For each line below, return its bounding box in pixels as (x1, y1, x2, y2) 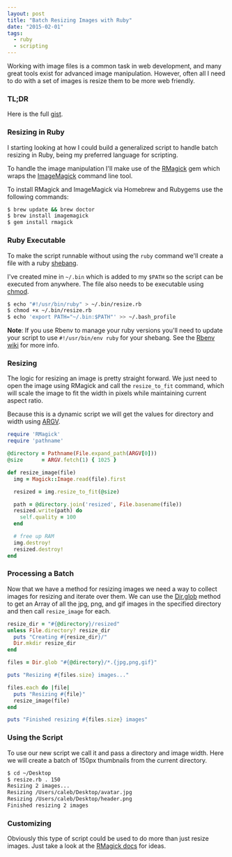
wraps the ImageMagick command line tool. (7, 172, 133, 180)
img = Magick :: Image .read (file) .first (13, 475, 127, 482)
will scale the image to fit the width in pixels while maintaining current (7, 389, 207, 398)
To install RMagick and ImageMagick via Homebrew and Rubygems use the (7, 185, 224, 193)
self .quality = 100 (20, 514, 77, 521)
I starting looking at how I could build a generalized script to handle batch (7, 143, 218, 151)
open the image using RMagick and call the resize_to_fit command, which (7, 382, 224, 390)
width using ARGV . (7, 417, 61, 426)
